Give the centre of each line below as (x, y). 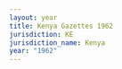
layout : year (33, 17)
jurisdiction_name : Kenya (57, 43)
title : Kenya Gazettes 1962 (61, 26)
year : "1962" (33, 51)
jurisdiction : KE (41, 34)
